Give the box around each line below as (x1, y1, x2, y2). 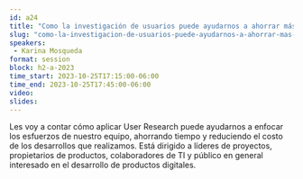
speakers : (9, 38, 47, 48)
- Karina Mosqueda (13, 47, 83, 56)
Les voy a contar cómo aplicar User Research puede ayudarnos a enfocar (9, 121, 284, 132)
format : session (9, 55, 70, 64)
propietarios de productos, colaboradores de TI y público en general (9, 150, 263, 161)
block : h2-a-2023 (9, 64, 75, 73)
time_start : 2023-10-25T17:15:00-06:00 (9, 72, 160, 81)
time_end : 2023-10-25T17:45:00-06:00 (9, 80, 151, 89)
